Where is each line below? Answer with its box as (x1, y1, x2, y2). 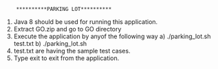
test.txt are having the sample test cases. (13, 47, 131, 55)
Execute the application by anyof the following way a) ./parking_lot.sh (13, 32, 211, 40)
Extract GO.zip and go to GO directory (13, 25, 122, 33)
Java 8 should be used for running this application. (13, 18, 158, 26)
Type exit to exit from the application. (13, 54, 120, 62)
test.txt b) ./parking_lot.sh (13, 40, 87, 47)
